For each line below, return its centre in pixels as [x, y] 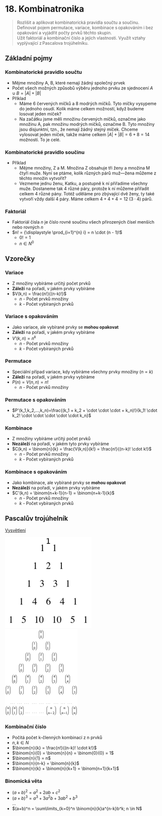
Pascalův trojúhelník [37, 519]
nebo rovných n [28, 227]
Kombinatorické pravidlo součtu [44, 72]
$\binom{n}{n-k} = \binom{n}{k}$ [46, 763]
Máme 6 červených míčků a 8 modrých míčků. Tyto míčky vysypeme [88, 104]
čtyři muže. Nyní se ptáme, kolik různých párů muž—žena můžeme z [88, 173]
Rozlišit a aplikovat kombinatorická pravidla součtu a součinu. [78, 22]
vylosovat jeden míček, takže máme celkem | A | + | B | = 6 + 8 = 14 [84, 134]
